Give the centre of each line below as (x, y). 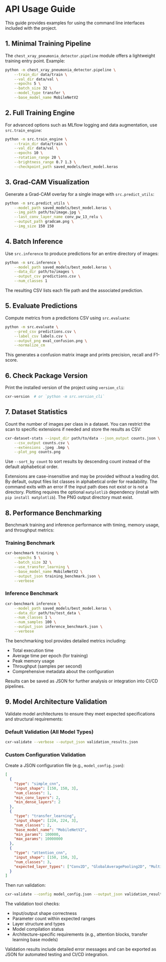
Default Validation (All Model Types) (49, 732)
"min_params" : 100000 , (37, 834)
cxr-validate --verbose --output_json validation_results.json (72, 742)
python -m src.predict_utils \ (37, 203)
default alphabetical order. (32, 467)
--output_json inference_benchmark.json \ (58, 627)
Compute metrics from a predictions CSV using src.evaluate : (68, 318)
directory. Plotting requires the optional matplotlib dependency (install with (82, 492)
